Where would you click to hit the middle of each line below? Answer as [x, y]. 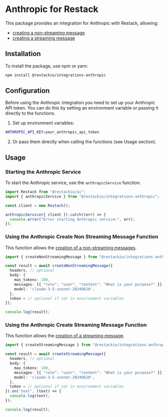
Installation [23, 54]
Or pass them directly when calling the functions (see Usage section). [84, 142]
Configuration [27, 91]
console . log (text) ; [30, 396]
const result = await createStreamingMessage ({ [56, 354]
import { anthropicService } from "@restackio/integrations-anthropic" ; [82, 196]
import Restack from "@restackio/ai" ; [45, 192]
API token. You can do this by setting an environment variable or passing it [82, 108]
